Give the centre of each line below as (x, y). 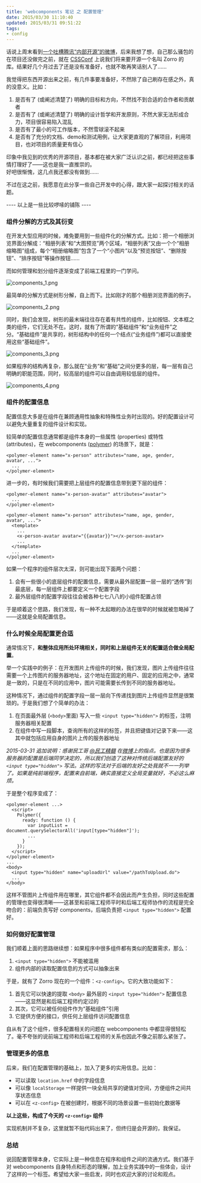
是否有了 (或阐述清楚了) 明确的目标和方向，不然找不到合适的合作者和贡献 (104, 100)
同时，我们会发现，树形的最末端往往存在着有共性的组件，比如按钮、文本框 (98, 320)
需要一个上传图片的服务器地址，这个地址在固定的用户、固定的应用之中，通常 (100, 675)
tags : (13, 28)
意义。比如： (32, 87)
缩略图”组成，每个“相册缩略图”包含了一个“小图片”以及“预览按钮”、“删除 (94, 251)
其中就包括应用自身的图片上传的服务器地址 (67, 738)
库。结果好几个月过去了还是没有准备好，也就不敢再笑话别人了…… (86, 67)
